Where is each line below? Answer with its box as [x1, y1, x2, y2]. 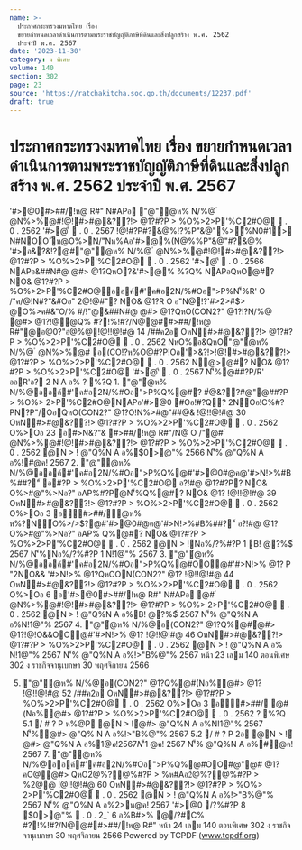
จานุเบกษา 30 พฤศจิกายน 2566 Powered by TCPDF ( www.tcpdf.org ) [22, 830, 260, 841]
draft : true [9, 97, 54, 106]
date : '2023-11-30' [9, 47, 83, 56]
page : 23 [9, 80, 42, 89]
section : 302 [9, 72, 59, 81]
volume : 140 [9, 64, 54, 73]
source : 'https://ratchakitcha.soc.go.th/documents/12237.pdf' [9, 88, 252, 97]
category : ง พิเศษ [9, 55, 71, 64]
